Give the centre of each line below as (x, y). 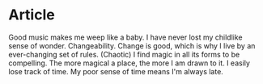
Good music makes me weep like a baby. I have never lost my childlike (125, 37)
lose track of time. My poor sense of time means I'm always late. (116, 71)
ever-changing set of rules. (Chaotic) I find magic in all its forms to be (124, 54)
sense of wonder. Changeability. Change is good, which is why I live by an (132, 45)
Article (32, 15)
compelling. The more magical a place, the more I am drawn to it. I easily (129, 63)
